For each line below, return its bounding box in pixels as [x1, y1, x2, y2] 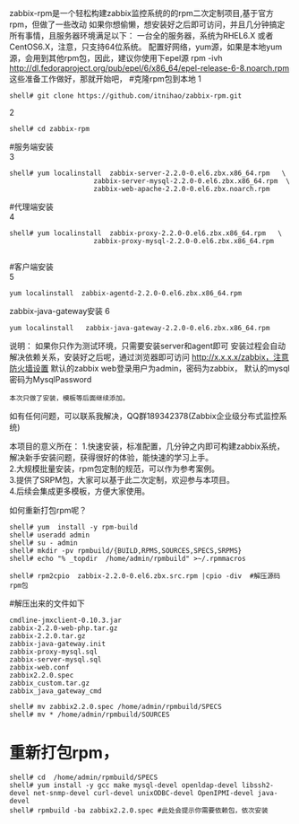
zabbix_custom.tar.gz [9, 679, 90, 688]
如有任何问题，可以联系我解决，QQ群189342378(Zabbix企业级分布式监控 [9, 411, 279, 421]
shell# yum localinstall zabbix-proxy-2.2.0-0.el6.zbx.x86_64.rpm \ [9, 229, 282, 238]
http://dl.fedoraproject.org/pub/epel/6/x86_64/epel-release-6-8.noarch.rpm [9, 63, 290, 74]
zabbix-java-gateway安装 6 [9, 306, 110, 316]
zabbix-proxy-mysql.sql [9, 647, 98, 656]
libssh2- [241, 780, 275, 790]
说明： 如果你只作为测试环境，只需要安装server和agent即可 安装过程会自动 [9, 340, 286, 351]
